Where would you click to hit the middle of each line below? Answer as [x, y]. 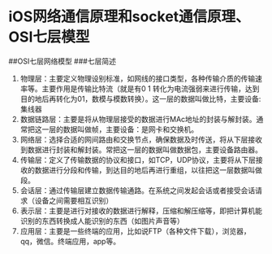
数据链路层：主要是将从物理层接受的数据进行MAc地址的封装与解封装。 [138, 119]
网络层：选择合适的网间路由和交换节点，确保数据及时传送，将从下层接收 [141, 139]
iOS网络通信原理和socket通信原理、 [129, 17]
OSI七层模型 [49, 37]
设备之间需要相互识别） [74, 200]
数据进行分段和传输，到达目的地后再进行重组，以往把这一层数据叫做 [148, 170]
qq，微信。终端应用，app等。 [70, 241]
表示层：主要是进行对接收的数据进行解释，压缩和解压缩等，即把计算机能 [141, 210]
